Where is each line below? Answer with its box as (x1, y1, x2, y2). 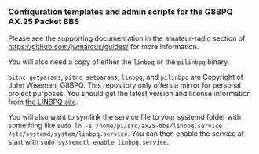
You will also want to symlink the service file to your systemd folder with (8, 113, 242, 122)
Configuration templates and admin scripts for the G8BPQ (8, 6, 233, 17)
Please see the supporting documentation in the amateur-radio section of (8, 34, 246, 43)
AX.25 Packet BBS (8, 16, 80, 27)
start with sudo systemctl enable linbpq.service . (8, 138, 170, 147)
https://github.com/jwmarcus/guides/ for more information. (8, 42, 199, 52)
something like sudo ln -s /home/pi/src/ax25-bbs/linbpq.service (8, 120, 222, 131)
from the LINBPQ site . (8, 97, 78, 107)
